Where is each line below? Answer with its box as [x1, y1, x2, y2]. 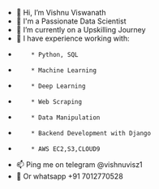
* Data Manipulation [31, 114, 101, 122]
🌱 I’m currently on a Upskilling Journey [15, 25, 146, 34]
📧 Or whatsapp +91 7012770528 [15, 171, 123, 181]
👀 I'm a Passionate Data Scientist [15, 16, 127, 26]
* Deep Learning [31, 82, 86, 90]
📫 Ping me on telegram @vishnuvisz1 [15, 160, 144, 170]
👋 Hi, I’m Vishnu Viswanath [15, 8, 106, 17]
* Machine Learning [31, 67, 97, 75]
